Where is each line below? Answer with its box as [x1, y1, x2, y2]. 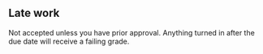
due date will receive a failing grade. [8, 36, 130, 46]
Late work [8, 6, 60, 20]
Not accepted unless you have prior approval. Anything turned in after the [8, 27, 256, 37]
